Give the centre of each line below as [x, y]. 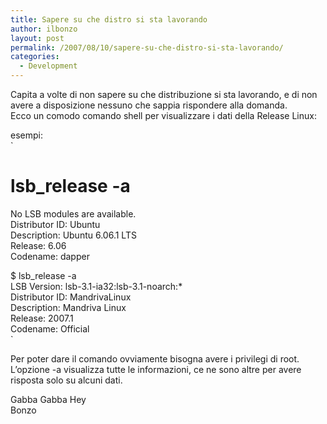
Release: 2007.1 [42, 318]
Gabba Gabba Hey [48, 399]
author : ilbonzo [44, 29]
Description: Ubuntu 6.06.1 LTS [73, 235]
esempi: [26, 135]
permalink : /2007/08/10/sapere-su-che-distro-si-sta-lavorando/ [147, 47]
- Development [48, 66]
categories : [35, 57]
